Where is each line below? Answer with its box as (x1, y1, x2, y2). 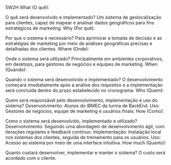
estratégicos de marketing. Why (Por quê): (5, 25, 95, 31)
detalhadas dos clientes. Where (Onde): (5, 46, 90, 52)
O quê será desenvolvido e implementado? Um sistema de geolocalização (5, 14, 162, 20)
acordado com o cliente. (5, 155, 57, 161)
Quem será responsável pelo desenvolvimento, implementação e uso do (5, 97, 158, 103)
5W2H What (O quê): (5, 5, 50, 10)
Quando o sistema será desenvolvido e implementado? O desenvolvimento (5, 77, 163, 82)
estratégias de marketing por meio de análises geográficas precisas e (5, 40, 153, 46)
